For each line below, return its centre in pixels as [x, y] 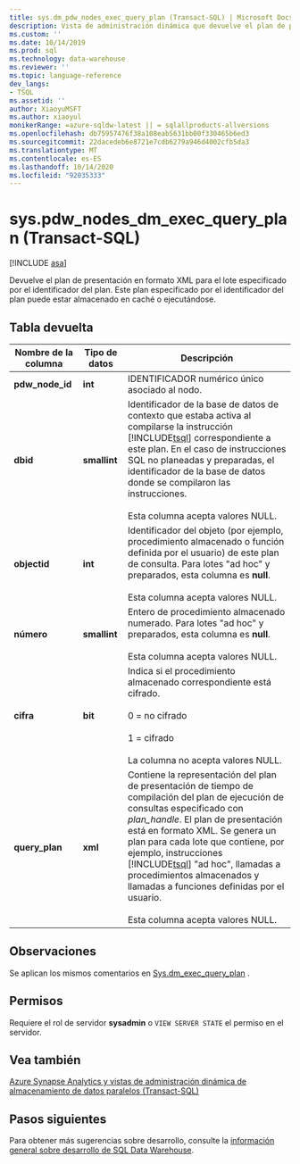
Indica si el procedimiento [182, 671]
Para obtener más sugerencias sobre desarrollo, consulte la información [142, 1141]
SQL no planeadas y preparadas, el [201, 460]
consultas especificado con [186, 808]
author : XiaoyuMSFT [46, 109]
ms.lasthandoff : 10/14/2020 [62, 167]
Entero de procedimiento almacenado [207, 612]
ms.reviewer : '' [39, 68]
